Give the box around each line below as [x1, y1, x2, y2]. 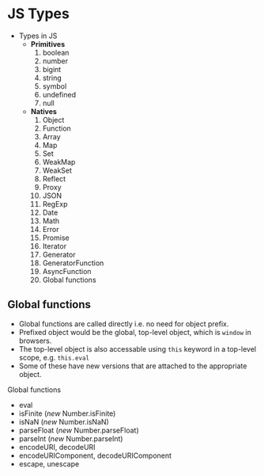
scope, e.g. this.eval [18, 352, 90, 362]
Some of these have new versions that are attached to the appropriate [18, 361, 247, 371]
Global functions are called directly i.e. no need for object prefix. [18, 318, 229, 329]
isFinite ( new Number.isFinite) [18, 409, 116, 418]
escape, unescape [18, 459, 80, 468]
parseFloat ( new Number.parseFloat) [18, 425, 139, 435]
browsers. [18, 336, 52, 345]
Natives [30, 106, 57, 116]
